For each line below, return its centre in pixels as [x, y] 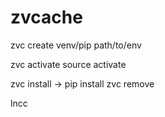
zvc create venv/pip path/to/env [76, 45]
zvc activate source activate [68, 64]
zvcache [46, 17]
